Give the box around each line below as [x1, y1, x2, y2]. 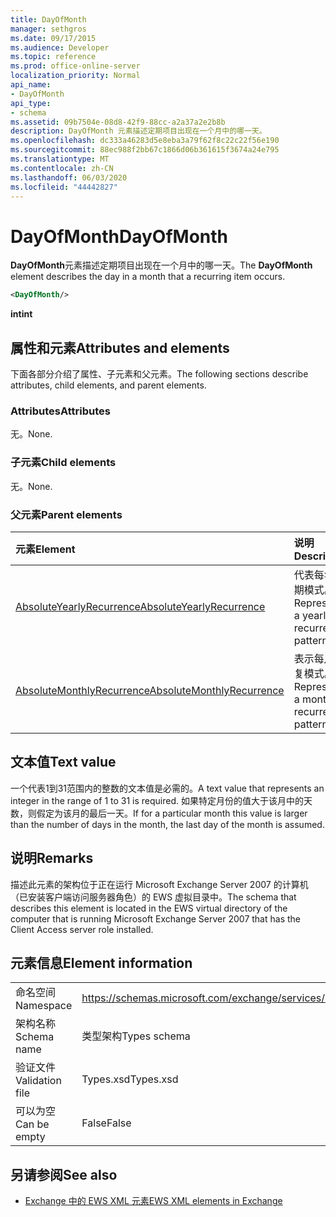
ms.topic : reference [10, 52, 97, 62]
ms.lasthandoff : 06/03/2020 [10, 172, 128, 183]
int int [10, 308, 33, 320]
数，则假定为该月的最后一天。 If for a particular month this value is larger [10, 807, 308, 819]
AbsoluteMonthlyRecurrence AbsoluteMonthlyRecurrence [15, 683, 285, 697]
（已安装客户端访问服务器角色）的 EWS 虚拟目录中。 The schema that [10, 891, 297, 903]
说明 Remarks [10, 850, 94, 867]
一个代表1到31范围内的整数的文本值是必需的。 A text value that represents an [10, 782, 325, 794]
